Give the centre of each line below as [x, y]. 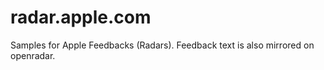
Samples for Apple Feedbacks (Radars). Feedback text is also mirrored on [162, 45]
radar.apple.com [81, 17]
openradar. [33, 55]
